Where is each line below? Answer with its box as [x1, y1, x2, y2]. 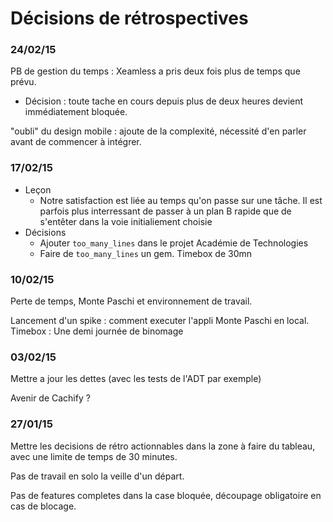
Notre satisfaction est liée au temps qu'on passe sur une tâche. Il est [39, 194, 323, 206]
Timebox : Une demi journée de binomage [10, 325, 184, 337]
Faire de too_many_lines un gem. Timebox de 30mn [39, 247, 252, 259]
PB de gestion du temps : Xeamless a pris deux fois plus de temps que [10, 65, 301, 77]
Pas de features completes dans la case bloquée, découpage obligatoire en [10, 489, 322, 501]
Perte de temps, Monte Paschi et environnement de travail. [10, 295, 253, 307]
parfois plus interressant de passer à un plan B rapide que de [39, 205, 292, 217]
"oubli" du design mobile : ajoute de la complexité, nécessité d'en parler [10, 125, 307, 137]
